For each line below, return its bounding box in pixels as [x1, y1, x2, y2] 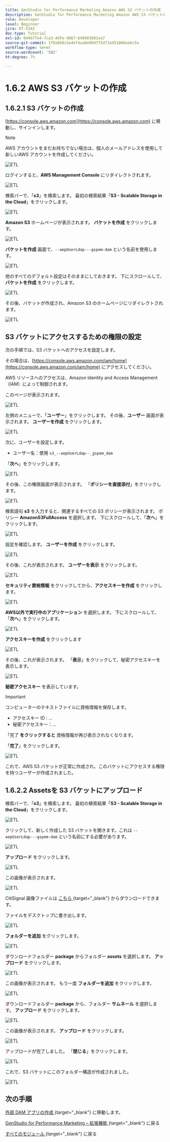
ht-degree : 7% [5, 54, 35, 60]
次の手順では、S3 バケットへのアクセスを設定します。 [5, 347, 118, 353]
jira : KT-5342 [5, 26, 35, 31]
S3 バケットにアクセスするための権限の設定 [5, 332, 142, 341]
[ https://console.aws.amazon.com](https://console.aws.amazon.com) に [5, 118, 156, 124]
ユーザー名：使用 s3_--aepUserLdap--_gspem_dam [12, 450, 113, 456]
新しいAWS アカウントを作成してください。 [5, 151, 96, 157]
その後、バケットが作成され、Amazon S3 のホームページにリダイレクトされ [5, 300, 163, 306]
